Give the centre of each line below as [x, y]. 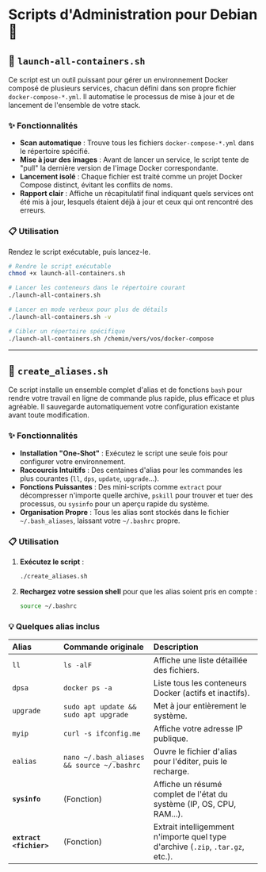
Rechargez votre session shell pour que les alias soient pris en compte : [138, 591]
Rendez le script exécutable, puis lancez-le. [80, 252]
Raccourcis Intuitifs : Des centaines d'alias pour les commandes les [131, 470]
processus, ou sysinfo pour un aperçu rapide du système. [114, 503]
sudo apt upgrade [96, 715]
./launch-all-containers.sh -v [60, 317]
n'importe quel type [190, 837]
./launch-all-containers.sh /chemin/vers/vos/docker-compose [111, 339]
